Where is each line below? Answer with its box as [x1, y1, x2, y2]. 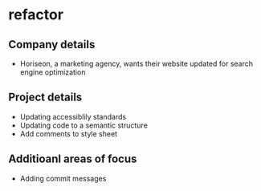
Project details [8, 91, 83, 104]
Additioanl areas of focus [8, 152, 137, 166]
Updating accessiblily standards [19, 112, 127, 121]
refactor [8, 6, 64, 24]
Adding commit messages [19, 173, 107, 183]
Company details [8, 38, 96, 51]
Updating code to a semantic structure [19, 120, 149, 130]
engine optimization [19, 67, 86, 77]
